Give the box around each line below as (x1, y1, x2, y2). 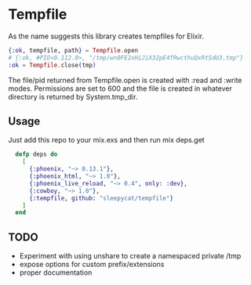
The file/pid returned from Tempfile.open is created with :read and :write (8, 75, 242, 85)
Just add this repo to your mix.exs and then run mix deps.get (8, 135, 206, 145)
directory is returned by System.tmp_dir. (8, 92, 138, 101)
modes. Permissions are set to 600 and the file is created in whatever (8, 84, 233, 93)
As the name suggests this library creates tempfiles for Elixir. (8, 31, 205, 41)
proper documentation (19, 268, 93, 277)
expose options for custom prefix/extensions (19, 260, 165, 269)
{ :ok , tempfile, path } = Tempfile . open (8, 46, 139, 54)
